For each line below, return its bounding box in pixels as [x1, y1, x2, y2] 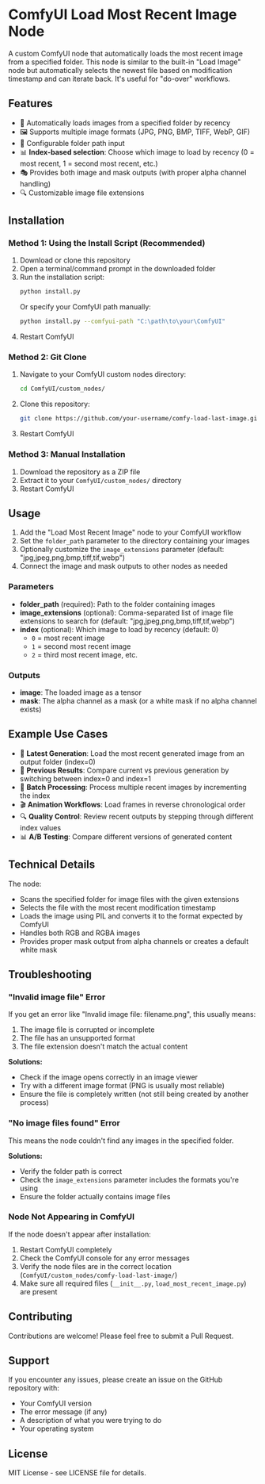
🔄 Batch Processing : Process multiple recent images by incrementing [19, 782, 247, 792]
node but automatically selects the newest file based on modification [8, 65, 233, 75]
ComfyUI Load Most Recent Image [8, 6, 237, 24]
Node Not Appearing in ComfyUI [8, 1211, 135, 1222]
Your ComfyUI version [19, 1398, 93, 1409]
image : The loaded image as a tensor [19, 688, 142, 697]
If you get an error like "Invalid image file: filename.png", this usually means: [8, 1010, 256, 1019]
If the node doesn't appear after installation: [8, 1229, 152, 1239]
